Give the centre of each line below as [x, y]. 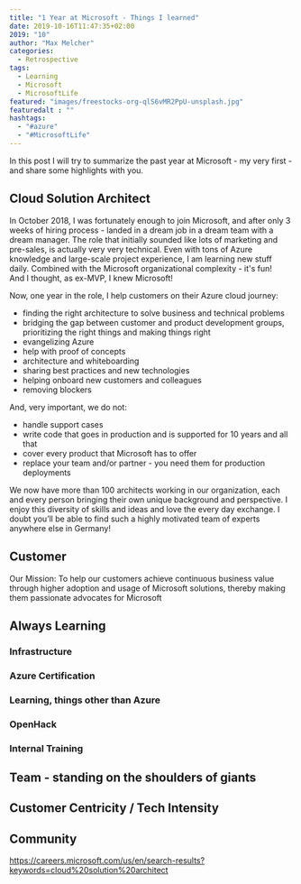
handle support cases [63, 424]
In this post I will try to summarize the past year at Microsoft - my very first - [151, 161]
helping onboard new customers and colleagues [112, 380]
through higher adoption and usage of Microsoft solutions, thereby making [147, 588]
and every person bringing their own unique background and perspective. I [149, 499]
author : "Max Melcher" [52, 43]
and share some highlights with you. [77, 170]
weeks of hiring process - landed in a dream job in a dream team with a [141, 230]
